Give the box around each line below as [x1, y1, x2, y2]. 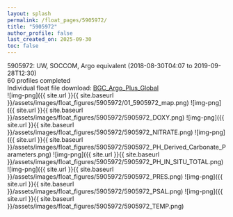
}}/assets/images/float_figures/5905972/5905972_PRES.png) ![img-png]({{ [7, 172, 223, 181]
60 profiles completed [7, 77, 71, 84]
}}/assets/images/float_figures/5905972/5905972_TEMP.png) [7, 202, 184, 210]
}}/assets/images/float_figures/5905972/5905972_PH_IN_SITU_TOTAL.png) [7, 158, 224, 166]
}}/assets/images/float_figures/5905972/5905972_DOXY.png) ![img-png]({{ [7, 113, 225, 122]
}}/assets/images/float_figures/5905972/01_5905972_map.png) [7, 99, 189, 106]
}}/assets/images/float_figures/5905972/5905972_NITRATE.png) [7, 128, 193, 136]
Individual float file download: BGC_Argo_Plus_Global [7, 84, 159, 92]
